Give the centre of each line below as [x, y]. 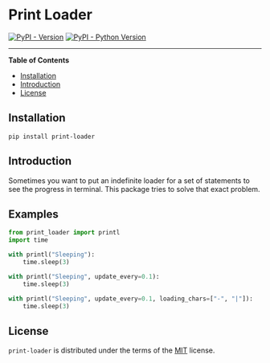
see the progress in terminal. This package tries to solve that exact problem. [134, 189]
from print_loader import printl [64, 233]
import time [28, 240]
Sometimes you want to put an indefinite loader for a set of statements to [129, 180]
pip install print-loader [51, 137]
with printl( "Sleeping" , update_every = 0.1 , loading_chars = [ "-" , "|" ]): [131, 299]
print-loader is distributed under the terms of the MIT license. [112, 350]
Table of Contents [39, 60]
